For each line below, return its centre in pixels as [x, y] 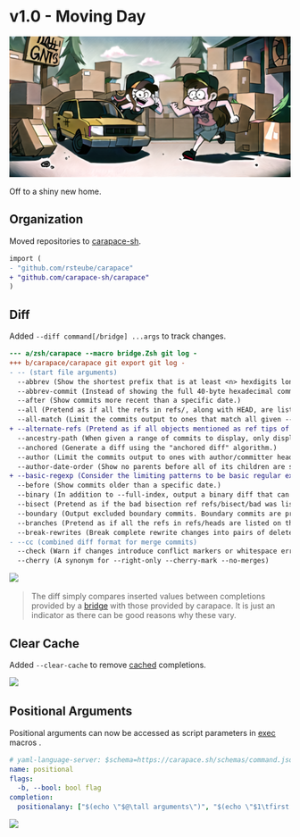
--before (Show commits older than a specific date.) [119, 485]
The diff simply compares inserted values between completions [148, 597]
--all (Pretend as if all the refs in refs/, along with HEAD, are [146, 410]
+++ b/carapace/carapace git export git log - [97, 363]
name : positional [42, 769]
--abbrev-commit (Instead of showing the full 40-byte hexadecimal [146, 391]
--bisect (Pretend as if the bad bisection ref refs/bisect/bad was [147, 505]
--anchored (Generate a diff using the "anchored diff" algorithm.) [147, 448]
